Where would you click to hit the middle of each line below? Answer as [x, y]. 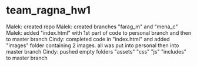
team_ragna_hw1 [49, 10]
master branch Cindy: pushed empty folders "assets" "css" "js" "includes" [96, 51]
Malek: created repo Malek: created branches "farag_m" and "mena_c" [92, 27]
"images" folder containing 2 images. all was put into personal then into [93, 45]
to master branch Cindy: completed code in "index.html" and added [88, 39]
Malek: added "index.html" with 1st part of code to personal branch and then [99, 32]
